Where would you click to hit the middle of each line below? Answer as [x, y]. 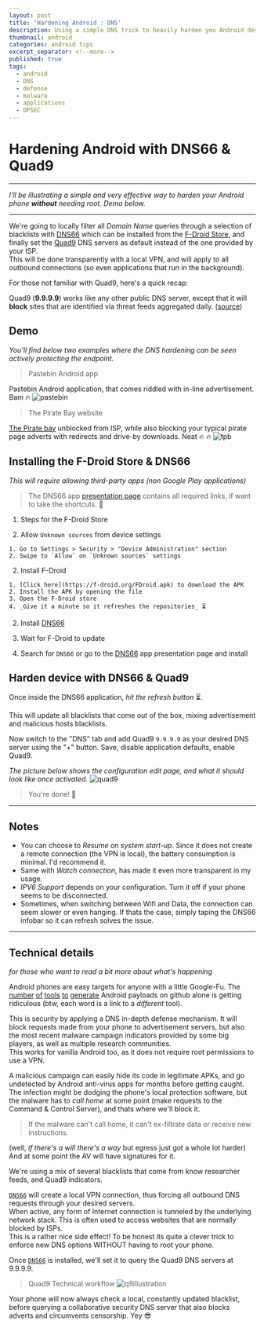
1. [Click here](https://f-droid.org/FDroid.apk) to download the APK [127, 585]
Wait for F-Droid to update [62, 638]
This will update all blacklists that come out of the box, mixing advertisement [132, 715]
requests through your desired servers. [72, 1203]
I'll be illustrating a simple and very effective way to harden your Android [127, 195]
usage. [31, 879]
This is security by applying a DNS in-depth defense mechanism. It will [123, 1019]
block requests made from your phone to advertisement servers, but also [127, 1027]
